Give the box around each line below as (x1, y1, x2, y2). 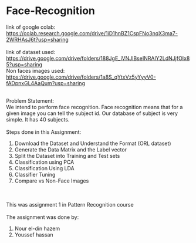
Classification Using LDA (14, 164, 75, 171)
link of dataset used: (6, 48, 56, 55)
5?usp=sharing (6, 60, 43, 68)
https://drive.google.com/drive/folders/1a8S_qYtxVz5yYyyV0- (6, 73, 157, 80)
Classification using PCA (14, 158, 75, 166)
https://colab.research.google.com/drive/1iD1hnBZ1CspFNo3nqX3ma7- (6, 29, 178, 36)
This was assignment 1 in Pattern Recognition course (6, 201, 134, 208)
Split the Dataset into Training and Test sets (14, 152, 120, 159)
